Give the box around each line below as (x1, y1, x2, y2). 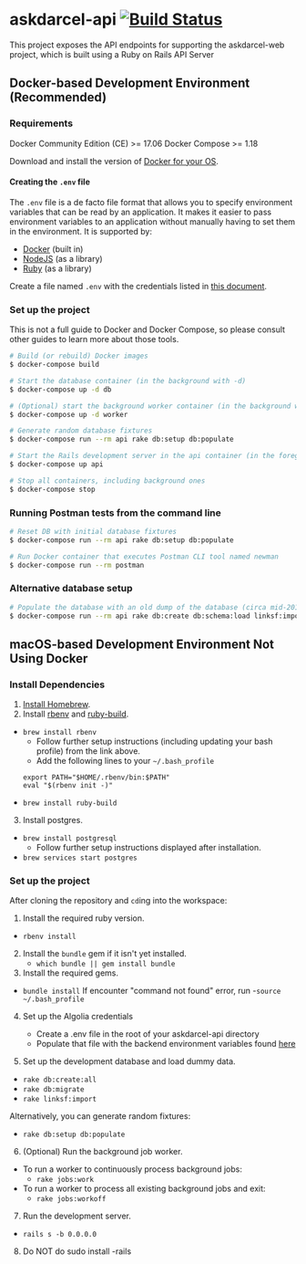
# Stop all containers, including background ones (9, 475, 206, 486)
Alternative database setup (9, 582, 134, 595)
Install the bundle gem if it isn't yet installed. (22, 948, 187, 959)
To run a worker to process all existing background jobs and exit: (22, 1183, 266, 1195)
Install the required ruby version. (22, 913, 145, 924)
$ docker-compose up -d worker (9, 410, 128, 419)
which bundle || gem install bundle (36, 959, 176, 969)
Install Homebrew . (22, 699, 91, 710)
